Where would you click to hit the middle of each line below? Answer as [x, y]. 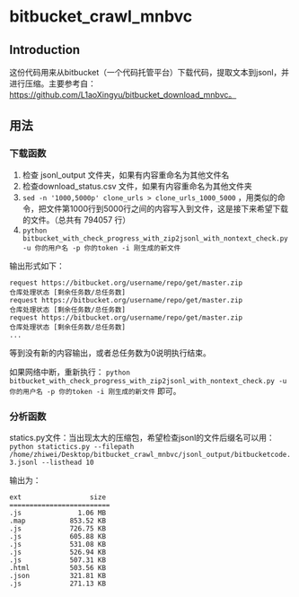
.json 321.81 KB [57, 575]
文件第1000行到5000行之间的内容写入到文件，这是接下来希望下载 [167, 208]
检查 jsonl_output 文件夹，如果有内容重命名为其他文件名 [126, 175]
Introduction [45, 50]
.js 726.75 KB [57, 528]
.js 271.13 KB [57, 584]
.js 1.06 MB [57, 513]
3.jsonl [24, 462]
